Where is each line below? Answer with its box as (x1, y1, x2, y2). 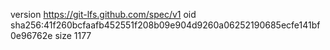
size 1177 (54, 30, 92, 41)
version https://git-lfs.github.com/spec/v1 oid (10, 9, 197, 20)
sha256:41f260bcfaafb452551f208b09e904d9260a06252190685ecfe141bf (10, 19, 321, 31)
